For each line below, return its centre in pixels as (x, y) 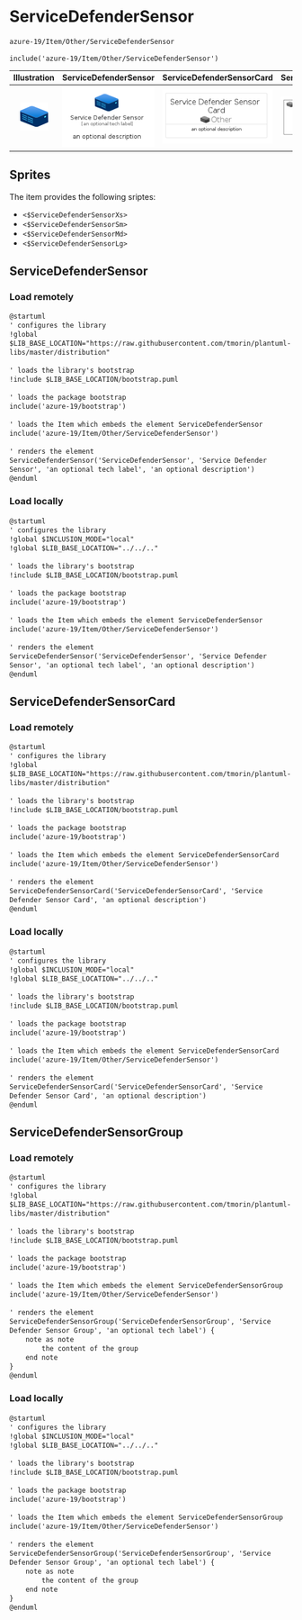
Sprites (30, 175)
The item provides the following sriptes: (83, 196)
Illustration (34, 77)
